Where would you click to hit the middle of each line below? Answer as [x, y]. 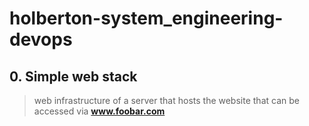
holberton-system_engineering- [146, 18]
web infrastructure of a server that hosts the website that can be [166, 100]
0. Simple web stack [73, 76]
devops [41, 39]
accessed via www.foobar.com [99, 111]
